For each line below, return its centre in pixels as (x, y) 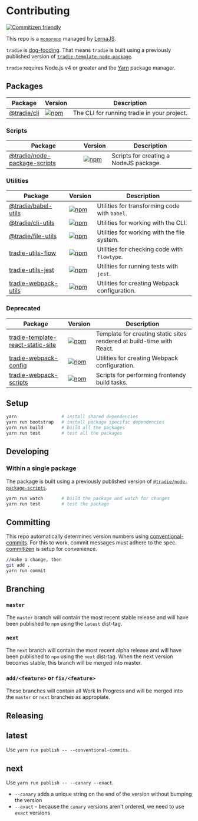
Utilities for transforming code (138, 206)
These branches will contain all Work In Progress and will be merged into (95, 691)
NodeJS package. (136, 163)
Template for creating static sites (141, 333)
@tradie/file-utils (33, 236)
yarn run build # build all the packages (66, 428)
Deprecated (24, 308)
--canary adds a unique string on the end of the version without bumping (103, 794)
